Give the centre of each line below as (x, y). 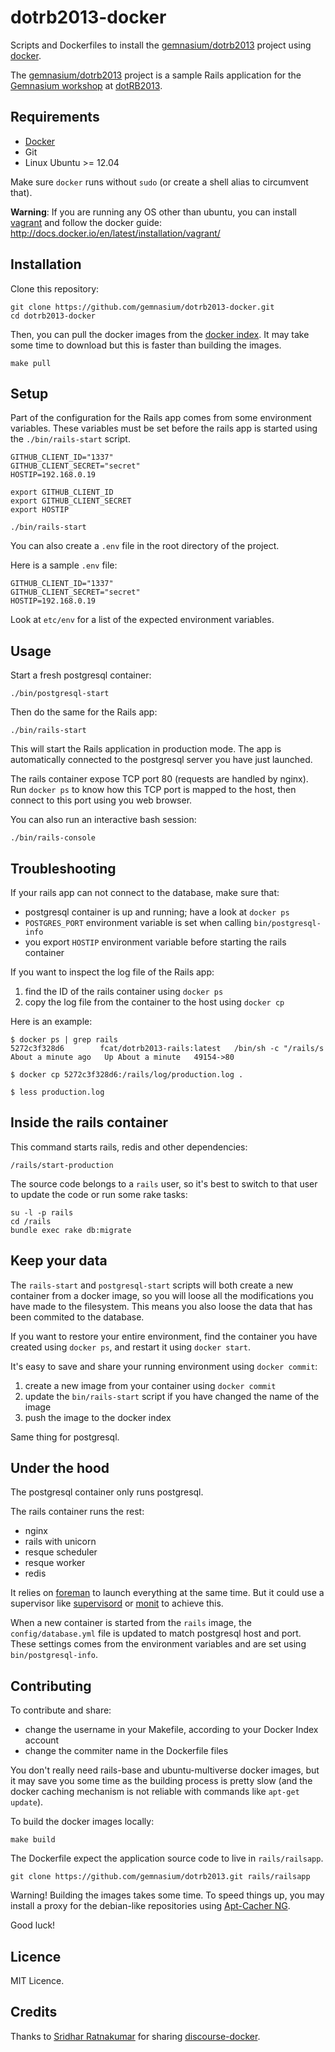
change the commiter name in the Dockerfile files (126, 1751)
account (42, 1740)
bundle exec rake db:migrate (71, 1230)
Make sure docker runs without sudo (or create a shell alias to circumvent (159, 182)
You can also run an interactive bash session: (103, 820)
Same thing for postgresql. (65, 1437)
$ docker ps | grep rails (64, 1040)
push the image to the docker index (98, 1417)
